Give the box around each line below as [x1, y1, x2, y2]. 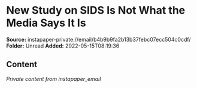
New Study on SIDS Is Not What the [6, 4, 186, 17]
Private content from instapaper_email [6, 75, 101, 82]
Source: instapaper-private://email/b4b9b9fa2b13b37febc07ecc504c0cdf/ [6, 36, 191, 43]
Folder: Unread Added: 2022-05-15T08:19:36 [6, 42, 120, 49]
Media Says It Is [6, 16, 86, 30]
